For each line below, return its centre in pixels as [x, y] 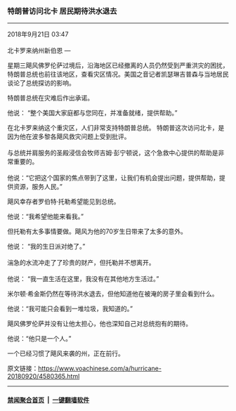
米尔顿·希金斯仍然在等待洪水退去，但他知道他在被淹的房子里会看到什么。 [113, 294]
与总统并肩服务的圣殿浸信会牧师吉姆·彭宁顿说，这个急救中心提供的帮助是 [113, 153]
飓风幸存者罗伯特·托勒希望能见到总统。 [64, 202]
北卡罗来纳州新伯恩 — [39, 51]
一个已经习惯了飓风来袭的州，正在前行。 [66, 353]
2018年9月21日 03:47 [38, 34]
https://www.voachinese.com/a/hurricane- [100, 368]
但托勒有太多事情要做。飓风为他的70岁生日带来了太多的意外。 [97, 231]
